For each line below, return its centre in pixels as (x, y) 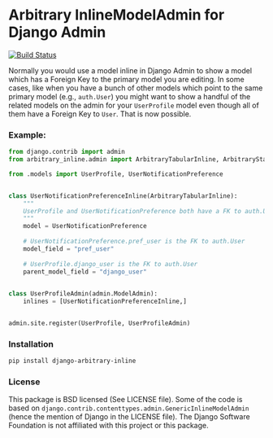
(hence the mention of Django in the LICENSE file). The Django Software (129, 417)
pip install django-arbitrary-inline (72, 361)
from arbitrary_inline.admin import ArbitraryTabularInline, (114, 160)
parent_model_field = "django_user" (85, 272)
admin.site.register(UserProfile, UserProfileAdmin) (100, 323)
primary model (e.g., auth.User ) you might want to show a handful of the (130, 96)
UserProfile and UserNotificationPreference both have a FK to (132, 211)
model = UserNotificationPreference (85, 226)
